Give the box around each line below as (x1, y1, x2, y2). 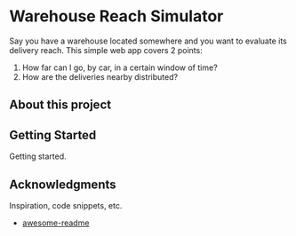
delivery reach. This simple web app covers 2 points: (9, 44, 203, 55)
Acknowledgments (9, 177, 117, 192)
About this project (9, 98, 112, 113)
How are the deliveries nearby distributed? (21, 71, 179, 82)
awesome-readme (21, 217, 90, 228)
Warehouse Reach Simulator (9, 6, 224, 27)
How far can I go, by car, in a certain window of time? (21, 62, 218, 73)
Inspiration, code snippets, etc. (9, 200, 123, 210)
